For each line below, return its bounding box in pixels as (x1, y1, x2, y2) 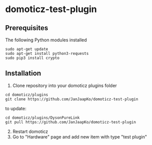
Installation (5, 69, 41, 78)
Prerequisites (5, 24, 48, 32)
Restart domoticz (12, 128, 48, 134)
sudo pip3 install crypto (5, 55, 59, 60)
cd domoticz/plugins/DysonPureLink (5, 115, 80, 120)
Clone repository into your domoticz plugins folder (12, 82, 117, 89)
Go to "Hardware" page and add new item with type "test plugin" (12, 133, 147, 139)
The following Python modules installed (5, 37, 87, 43)
